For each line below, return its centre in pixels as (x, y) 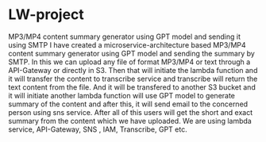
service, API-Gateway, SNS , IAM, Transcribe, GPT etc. (98, 129)
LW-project (46, 15)
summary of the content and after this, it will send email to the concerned (128, 104)
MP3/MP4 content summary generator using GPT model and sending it (124, 36)
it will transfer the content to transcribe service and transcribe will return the (133, 79)
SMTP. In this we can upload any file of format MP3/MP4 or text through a (129, 62)
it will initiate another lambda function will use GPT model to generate (122, 95)
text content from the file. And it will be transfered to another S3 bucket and (132, 87)
